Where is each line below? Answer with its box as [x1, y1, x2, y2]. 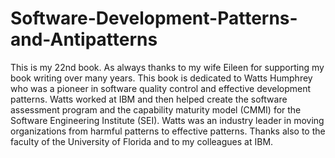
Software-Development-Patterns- [10, 7, 298, 30]
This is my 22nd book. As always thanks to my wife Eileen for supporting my [10, 61, 325, 73]
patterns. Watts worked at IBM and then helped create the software [10, 93, 288, 105]
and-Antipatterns [10, 28, 158, 51]
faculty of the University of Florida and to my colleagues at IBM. [10, 135, 274, 147]
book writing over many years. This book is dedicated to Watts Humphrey [10, 72, 313, 84]
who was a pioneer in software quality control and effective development [10, 82, 312, 94]
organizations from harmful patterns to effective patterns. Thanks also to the [10, 125, 326, 137]
